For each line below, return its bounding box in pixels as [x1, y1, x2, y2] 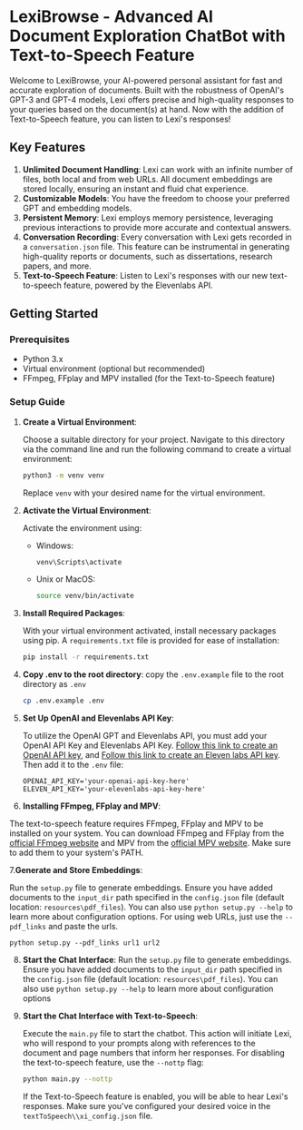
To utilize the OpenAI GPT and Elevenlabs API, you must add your [22, 731, 268, 742]
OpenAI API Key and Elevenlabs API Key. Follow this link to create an [22, 740, 279, 751]
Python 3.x [22, 354, 64, 365]
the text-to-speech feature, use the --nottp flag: [22, 1057, 204, 1068]
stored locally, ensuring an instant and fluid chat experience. [22, 183, 249, 194]
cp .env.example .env [22, 696, 104, 705]
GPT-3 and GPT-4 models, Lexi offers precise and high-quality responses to [9, 93, 295, 105]
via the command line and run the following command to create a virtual [22, 443, 292, 455]
